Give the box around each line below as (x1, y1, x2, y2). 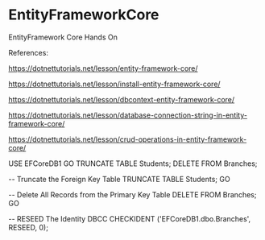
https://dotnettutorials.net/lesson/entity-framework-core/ (8, 63, 199, 73)
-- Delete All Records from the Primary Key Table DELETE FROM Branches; (8, 189, 257, 199)
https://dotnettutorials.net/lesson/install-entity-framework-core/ (8, 79, 221, 89)
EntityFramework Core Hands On (8, 32, 118, 42)
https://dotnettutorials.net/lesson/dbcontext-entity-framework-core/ (8, 94, 235, 104)
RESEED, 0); (8, 222, 48, 232)
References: (8, 48, 48, 57)
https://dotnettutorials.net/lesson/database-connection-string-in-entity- (8, 110, 248, 120)
